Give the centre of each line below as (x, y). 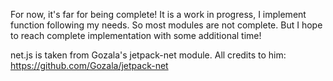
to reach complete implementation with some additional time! (136, 35)
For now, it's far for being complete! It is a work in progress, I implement (158, 14)
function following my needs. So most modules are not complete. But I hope (166, 25)
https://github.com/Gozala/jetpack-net (89, 65)
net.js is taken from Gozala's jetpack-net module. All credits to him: (148, 55)
